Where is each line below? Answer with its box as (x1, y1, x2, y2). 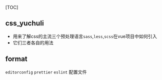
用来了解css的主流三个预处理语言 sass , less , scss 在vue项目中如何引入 (12, 33, 157, 39)
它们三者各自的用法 (12, 39, 54, 45)
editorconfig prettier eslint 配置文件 (5, 69, 87, 75)
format (5, 55, 28, 63)
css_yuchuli (5, 19, 44, 28)
